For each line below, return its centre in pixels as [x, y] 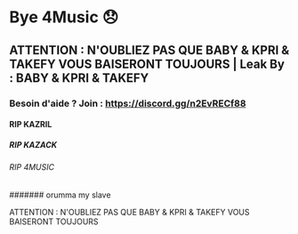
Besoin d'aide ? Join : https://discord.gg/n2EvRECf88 [128, 103]
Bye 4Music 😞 [64, 17]
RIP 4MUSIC [32, 167]
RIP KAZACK [33, 144]
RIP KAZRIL [31, 125]
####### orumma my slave [60, 195]
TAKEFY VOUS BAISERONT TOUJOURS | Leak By [147, 64]
